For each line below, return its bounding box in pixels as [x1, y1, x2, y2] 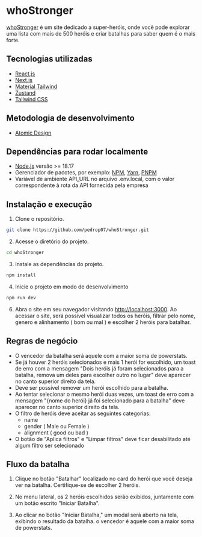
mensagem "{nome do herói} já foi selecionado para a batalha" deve [14, 396, 185, 404]
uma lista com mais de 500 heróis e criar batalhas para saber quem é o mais [6, 30, 195, 37]
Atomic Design [14, 129, 52, 136]
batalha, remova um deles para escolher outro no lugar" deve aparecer [14, 371, 191, 378]
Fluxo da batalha [6, 459, 70, 469]
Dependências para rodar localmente [6, 146, 148, 157]
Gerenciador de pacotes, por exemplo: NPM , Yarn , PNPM [14, 169, 158, 176]
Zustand [14, 89, 36, 97]
